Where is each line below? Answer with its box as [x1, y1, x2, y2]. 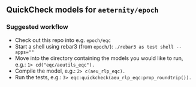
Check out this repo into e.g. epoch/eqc [14, 36, 111, 44]
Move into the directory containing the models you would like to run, [14, 54, 183, 62]
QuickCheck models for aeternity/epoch [6, 5, 159, 15]
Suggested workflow [6, 23, 69, 31]
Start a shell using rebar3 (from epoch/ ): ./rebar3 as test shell [14, 43, 174, 50]
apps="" [14, 49, 34, 55]
